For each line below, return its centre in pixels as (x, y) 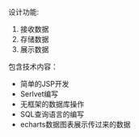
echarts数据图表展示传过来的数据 (75, 124)
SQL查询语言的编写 (52, 114)
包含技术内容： (33, 66)
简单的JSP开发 (44, 84)
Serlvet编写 (39, 94)
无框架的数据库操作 (52, 104)
